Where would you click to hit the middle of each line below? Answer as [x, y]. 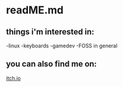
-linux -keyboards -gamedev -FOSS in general [62, 46]
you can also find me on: [52, 64]
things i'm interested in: [50, 32]
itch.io [13, 78]
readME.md [35, 10]
